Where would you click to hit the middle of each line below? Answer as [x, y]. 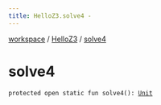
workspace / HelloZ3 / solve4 [57, 39]
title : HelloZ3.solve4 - [50, 16]
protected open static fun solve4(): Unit [80, 93]
